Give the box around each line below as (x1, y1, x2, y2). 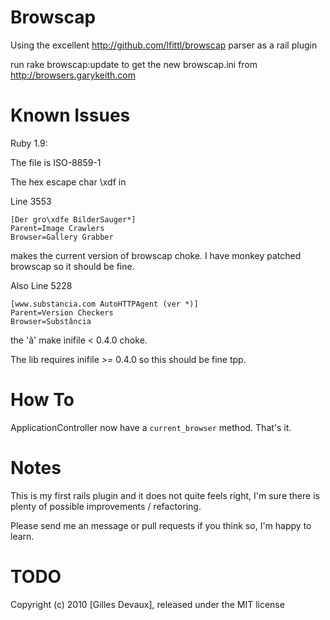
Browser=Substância (10, 316, 92, 326)
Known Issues (10, 104, 131, 127)
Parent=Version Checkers (10, 307, 114, 318)
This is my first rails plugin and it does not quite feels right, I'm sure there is (10, 489, 320, 501)
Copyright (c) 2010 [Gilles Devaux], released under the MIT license (10, 598, 285, 610)
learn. (10, 530, 35, 542)
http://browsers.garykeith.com (10, 69, 136, 81)
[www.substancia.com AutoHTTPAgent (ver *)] (10, 299, 199, 309)
